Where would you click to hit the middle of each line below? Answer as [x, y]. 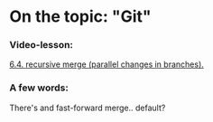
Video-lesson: [42, 45]
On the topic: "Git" [80, 17]
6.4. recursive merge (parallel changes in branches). [107, 64]
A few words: [39, 88]
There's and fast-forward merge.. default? [88, 108]
